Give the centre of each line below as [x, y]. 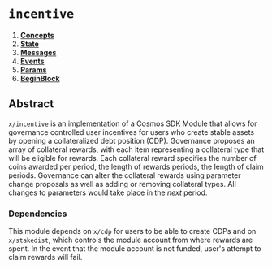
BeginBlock [40, 78]
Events [32, 61]
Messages [38, 52]
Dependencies [38, 214]
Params [33, 69]
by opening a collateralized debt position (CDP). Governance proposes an [132, 140]
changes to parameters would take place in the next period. [108, 192]
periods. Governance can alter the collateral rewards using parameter [125, 175]
